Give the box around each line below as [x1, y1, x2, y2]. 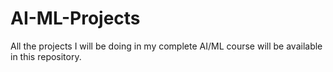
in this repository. [10, 50, 82, 62]
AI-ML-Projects [10, 7, 141, 30]
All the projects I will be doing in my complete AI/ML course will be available [10, 40, 323, 52]
